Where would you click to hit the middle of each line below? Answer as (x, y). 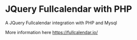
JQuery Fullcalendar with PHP (69, 9)
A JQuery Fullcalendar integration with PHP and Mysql (61, 23)
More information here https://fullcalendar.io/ (52, 32)
